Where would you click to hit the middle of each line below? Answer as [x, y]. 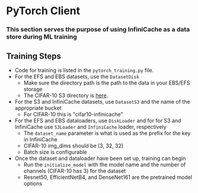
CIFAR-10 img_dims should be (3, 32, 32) [74, 146]
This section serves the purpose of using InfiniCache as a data [98, 30]
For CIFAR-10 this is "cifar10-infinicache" [73, 114]
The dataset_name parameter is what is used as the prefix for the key [107, 133]
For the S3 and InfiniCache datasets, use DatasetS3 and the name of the [103, 101]
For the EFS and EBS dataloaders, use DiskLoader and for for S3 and [98, 120]
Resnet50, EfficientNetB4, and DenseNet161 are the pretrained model [108, 177]
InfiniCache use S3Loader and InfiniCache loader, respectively [91, 127]
